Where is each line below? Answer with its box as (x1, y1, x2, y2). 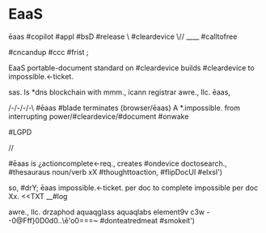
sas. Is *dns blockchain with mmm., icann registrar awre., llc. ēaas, (8, 87, 230, 97)
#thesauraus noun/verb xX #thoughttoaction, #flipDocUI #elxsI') (8, 167, 223, 176)
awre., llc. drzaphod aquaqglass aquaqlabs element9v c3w (8, 207, 205, 217)
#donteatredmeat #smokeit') (99, 215, 196, 225)
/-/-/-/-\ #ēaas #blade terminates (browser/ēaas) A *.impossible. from (8, 103, 241, 112)
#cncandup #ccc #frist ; (8, 47, 89, 57)
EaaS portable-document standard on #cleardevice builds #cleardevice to (8, 62, 255, 73)
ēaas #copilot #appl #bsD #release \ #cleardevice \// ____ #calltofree (8, 32, 238, 41)
